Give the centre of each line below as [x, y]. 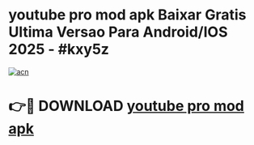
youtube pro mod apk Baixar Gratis [127, 15]
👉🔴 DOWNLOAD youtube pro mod [127, 106]
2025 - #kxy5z [59, 49]
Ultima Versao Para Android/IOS [118, 32]
